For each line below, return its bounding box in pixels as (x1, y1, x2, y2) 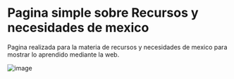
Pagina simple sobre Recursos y (7, 5, 199, 21)
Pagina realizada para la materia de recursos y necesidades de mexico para (7, 43, 228, 51)
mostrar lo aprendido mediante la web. (7, 50, 120, 59)
